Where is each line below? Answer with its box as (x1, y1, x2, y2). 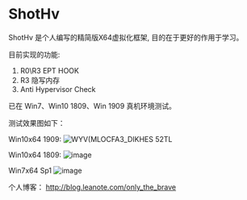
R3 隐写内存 (19, 75, 61, 85)
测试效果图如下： (8, 118, 65, 127)
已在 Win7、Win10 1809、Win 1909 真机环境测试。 (8, 101, 176, 110)
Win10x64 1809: (8, 150, 62, 160)
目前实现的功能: (8, 49, 61, 59)
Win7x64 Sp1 (8, 165, 52, 175)
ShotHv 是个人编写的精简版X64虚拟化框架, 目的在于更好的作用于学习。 (8, 32, 244, 42)
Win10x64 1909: (8, 134, 62, 144)
